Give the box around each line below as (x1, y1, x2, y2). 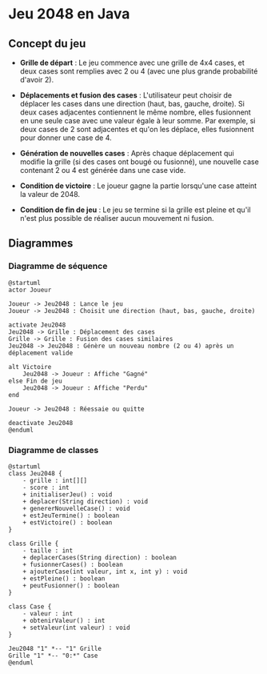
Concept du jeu (8, 37, 86, 50)
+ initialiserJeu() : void (22, 490, 113, 499)
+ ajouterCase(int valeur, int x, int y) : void (22, 568, 188, 576)
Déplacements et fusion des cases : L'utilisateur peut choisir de (19, 90, 233, 100)
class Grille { (8, 540, 59, 548)
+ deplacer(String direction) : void (22, 497, 149, 505)
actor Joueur (8, 286, 52, 294)
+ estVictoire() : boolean (22, 518, 113, 527)
